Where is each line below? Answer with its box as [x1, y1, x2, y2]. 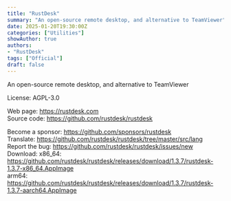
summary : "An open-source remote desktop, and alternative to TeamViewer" [7, 17, 226, 23]
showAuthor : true [7, 36, 57, 43]
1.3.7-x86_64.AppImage [7, 164, 74, 172]
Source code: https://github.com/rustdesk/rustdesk [7, 114, 153, 123]
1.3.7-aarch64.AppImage [7, 186, 77, 194]
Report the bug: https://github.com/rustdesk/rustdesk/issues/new [7, 142, 194, 150]
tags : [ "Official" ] [7, 55, 63, 62]
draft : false [7, 61, 45, 68]
